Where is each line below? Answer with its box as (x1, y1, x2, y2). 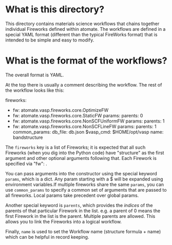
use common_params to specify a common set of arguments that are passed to (5, 187, 167, 193)
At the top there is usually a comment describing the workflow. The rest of (5, 81, 162, 88)
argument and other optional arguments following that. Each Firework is (5, 155, 157, 161)
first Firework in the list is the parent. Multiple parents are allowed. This (5, 213, 156, 219)
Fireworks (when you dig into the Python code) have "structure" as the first (5, 150, 164, 156)
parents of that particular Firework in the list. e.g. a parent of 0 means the (5, 208, 161, 214)
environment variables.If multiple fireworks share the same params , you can (5, 181, 164, 188)
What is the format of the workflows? (5, 55, 167, 67)
